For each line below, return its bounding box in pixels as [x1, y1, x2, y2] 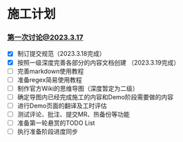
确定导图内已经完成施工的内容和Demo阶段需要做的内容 [17, 92, 174, 101]
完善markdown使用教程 [17, 67, 84, 75]
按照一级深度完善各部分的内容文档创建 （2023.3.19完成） [17, 58, 180, 66]
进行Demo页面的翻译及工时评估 [17, 101, 107, 110]
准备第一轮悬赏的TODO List [17, 119, 95, 127]
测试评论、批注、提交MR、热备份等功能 [17, 110, 130, 118]
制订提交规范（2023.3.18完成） [17, 50, 106, 58]
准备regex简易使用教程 [17, 75, 83, 83]
